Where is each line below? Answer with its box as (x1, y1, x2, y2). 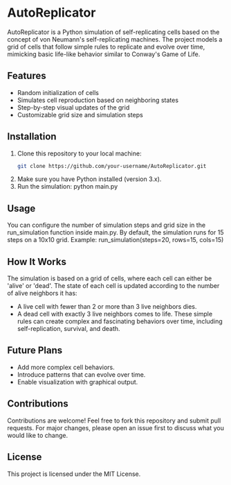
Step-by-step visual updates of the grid (17, 103, 130, 112)
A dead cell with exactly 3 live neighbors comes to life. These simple (17, 310, 213, 318)
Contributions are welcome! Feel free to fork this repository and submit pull (7, 416, 221, 425)
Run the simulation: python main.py (17, 182, 118, 191)
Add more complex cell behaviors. (17, 363, 115, 371)
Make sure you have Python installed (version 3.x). (17, 175, 162, 183)
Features (7, 70, 46, 82)
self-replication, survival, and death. (17, 325, 120, 333)
